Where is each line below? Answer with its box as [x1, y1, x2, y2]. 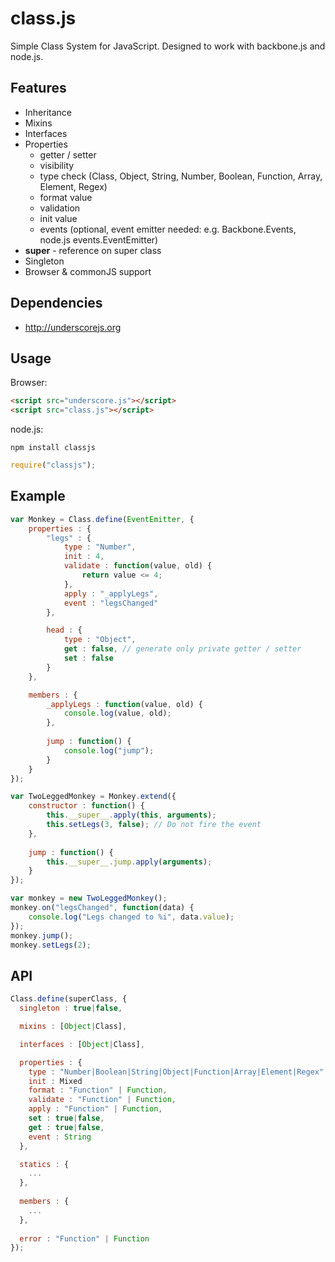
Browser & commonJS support [24, 265, 152, 277]
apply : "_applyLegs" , [63, 588, 159, 599]
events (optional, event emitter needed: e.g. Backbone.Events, [39, 223, 297, 235]
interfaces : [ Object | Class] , [19, 1039, 145, 1049]
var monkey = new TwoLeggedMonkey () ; [10, 893, 168, 904]
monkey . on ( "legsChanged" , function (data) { [10, 903, 195, 913]
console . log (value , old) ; [63, 708, 172, 719]
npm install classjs [10, 443, 97, 453]
